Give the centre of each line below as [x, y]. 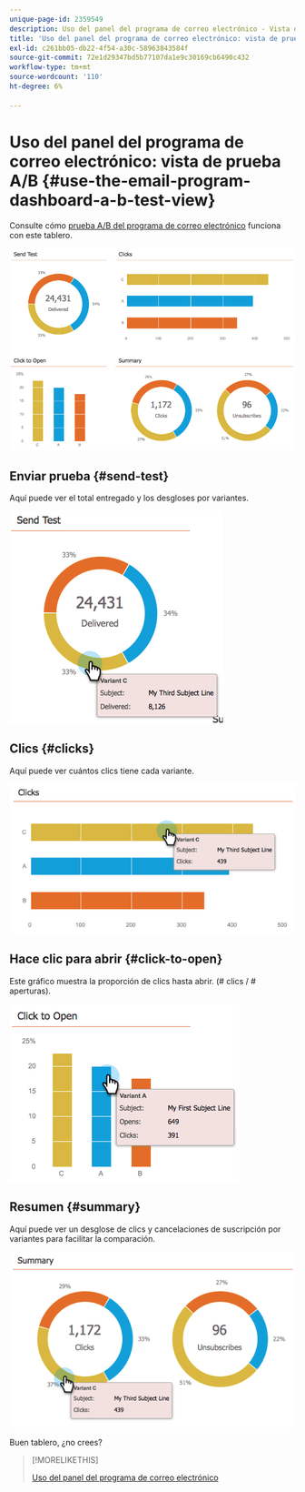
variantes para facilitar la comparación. [83, 1238]
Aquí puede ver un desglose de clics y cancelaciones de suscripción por [145, 1229]
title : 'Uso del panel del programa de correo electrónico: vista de [144, 38]
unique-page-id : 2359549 [56, 19]
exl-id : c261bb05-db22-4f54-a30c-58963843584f [99, 48]
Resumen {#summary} [75, 1207]
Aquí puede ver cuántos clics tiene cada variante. [102, 771]
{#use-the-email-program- [147, 181]
